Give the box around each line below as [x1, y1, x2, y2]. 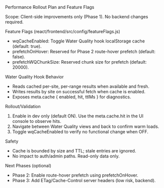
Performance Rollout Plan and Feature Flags [5, 4, 95, 10]
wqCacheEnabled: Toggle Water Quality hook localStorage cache [12, 38, 145, 44]
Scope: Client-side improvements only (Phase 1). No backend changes [5, 14, 149, 19]
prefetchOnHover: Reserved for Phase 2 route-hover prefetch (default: [12, 49, 156, 54]
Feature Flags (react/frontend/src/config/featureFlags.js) [5, 29, 121, 34]
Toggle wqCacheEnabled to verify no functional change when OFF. [12, 129, 149, 135]
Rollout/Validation [5, 104, 41, 109]
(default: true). [12, 43, 42, 49]
